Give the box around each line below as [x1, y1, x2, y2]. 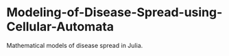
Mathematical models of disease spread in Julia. [6, 41, 143, 49]
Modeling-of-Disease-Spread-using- [6, 5, 223, 20]
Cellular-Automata [6, 19, 114, 34]
